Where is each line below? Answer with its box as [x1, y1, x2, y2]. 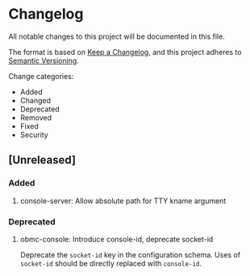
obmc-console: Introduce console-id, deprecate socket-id [19, 234, 214, 244]
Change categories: [8, 71, 74, 81]
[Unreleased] [8, 153, 77, 167]
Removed [19, 112, 52, 122]
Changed [19, 95, 51, 105]
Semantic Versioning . [8, 56, 79, 65]
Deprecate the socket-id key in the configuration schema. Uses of [19, 249, 240, 259]
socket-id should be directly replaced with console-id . [19, 258, 202, 268]
